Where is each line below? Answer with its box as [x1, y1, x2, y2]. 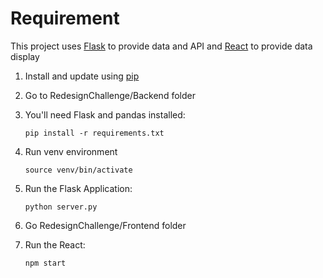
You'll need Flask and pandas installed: [24, 108, 186, 121]
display [10, 50, 40, 62]
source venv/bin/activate [24, 165, 133, 175]
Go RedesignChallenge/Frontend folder [24, 219, 187, 231]
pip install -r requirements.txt [24, 128, 165, 138]
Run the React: [24, 238, 86, 251]
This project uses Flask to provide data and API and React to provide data [10, 40, 313, 52]
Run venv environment [24, 145, 118, 157]
